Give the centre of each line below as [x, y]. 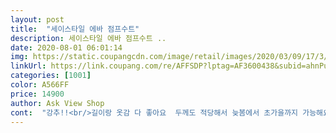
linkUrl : [28, 66]
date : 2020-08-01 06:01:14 [66, 47]
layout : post [37, 19]
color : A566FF [40, 85]
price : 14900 [37, 94]
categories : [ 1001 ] [51, 76]
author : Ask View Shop [57, 103]
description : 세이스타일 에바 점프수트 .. [88, 38]
